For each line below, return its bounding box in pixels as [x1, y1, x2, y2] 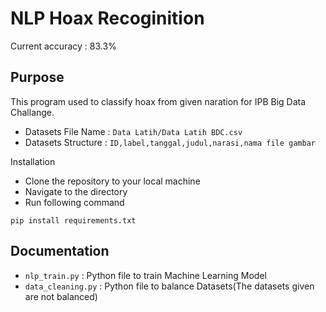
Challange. [10, 106, 55, 118]
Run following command [24, 196, 125, 208]
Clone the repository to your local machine [24, 175, 201, 187]
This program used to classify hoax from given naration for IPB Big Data [10, 95, 307, 107]
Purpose [10, 69, 65, 86]
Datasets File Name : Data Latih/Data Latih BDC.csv [24, 125, 243, 137]
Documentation [10, 243, 110, 260]
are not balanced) [24, 290, 98, 302]
